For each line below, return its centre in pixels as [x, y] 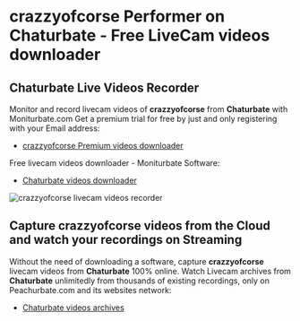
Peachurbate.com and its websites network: [90, 290]
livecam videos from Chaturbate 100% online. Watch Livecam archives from [150, 271]
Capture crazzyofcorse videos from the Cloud [140, 226]
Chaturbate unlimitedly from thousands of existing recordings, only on [140, 281]
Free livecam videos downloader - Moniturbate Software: [115, 163]
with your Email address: [55, 128]
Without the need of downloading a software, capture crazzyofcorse [137, 261]
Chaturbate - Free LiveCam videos [140, 35]
